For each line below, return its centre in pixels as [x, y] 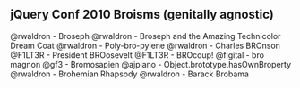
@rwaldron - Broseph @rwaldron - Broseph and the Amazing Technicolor [146, 36]
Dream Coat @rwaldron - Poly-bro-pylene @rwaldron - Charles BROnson [146, 45]
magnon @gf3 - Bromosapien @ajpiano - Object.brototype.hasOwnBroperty [151, 64]
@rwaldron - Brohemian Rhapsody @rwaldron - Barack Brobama [130, 74]
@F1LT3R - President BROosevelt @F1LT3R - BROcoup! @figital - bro [137, 55]
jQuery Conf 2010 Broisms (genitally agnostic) [142, 15]
